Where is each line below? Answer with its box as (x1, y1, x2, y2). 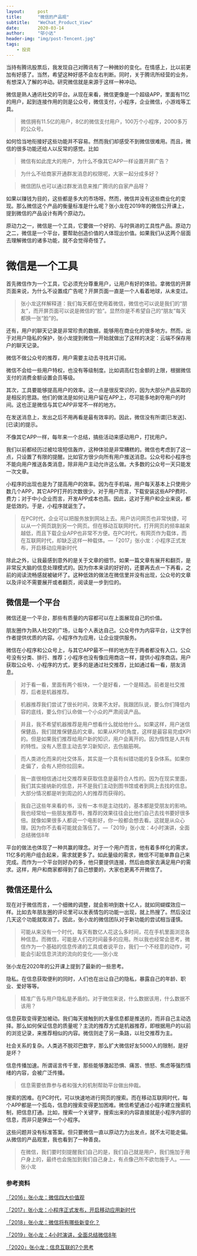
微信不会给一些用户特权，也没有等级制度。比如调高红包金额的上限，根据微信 (6, 366, 191, 373)
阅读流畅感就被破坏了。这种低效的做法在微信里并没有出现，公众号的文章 (16, 571, 191, 578)
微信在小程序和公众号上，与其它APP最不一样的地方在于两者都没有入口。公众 (6, 646, 191, 653)
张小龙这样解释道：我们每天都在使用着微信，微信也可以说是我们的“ (20, 300, 182, 307)
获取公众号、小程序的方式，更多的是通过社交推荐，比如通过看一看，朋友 (6, 661, 181, 668)
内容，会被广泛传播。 (16, 1069, 68, 1076)
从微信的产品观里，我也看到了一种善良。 (6, 1136, 104, 1143)
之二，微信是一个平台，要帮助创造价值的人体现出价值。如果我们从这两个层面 (6, 229, 191, 237)
